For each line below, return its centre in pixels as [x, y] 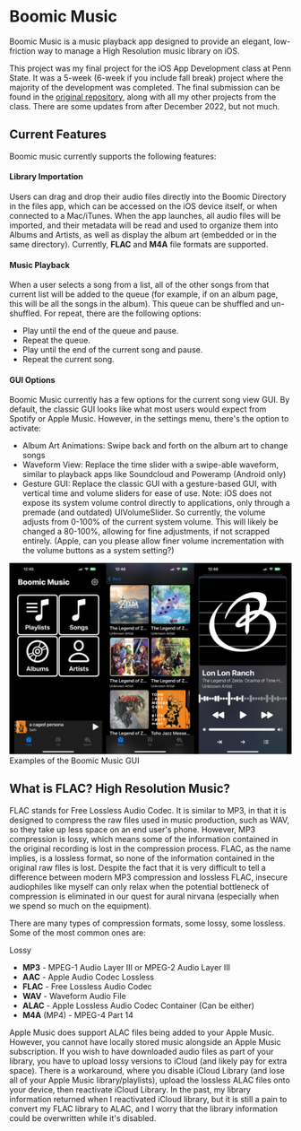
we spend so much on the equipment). [81, 905]
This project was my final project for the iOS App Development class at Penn [150, 68]
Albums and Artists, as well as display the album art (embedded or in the [143, 234]
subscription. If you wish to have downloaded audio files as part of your [142, 1051]
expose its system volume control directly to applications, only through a [156, 503]
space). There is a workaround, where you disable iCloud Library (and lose [147, 1070]
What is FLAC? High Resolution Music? [120, 789]
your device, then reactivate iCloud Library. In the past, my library [130, 1089]
